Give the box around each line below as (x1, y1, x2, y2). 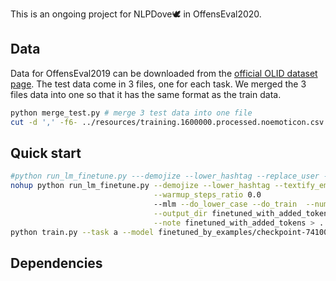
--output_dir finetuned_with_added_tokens (153, 208, 333, 218)
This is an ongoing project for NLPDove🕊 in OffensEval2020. (10, 8, 262, 20)
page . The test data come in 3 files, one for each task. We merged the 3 (10, 78, 307, 90)
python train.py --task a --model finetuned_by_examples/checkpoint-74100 (10, 227, 329, 237)
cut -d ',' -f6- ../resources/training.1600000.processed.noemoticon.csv (10, 117, 325, 127)
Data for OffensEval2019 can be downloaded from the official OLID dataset (10, 67, 318, 79)
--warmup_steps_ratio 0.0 (153, 190, 262, 200)
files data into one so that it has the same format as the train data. (10, 88, 282, 100)
